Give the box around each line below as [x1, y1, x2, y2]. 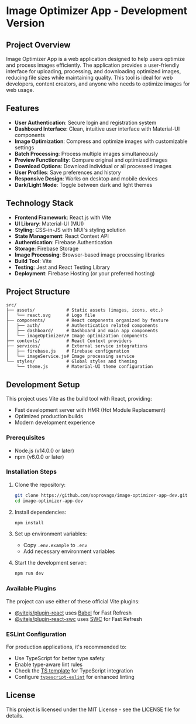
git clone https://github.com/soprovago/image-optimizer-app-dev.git [14, 492, 188, 498]
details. [6, 712, 24, 719]
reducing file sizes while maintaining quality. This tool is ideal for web [6, 74, 173, 81]
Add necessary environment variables [23, 548, 115, 555]
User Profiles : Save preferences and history [14, 169, 121, 176]
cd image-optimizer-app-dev [14, 498, 83, 504]
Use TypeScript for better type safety [14, 654, 105, 661]
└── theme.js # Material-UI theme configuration [16, 364, 153, 370]
